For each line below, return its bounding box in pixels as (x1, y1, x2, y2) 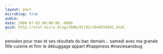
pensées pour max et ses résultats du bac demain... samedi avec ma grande (5, 38, 158, 44)
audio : (5, 16, 18, 21)
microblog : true (5, 12, 38, 16)
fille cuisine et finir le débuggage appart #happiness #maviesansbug (5, 43, 143, 49)
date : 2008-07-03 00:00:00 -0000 (5, 20, 73, 26)
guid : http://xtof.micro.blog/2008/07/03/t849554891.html (5, 25, 125, 30)
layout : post (5, 7, 32, 12)
